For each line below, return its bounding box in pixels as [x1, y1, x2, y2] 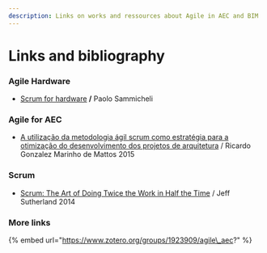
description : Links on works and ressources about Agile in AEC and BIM [8, 11, 259, 20]
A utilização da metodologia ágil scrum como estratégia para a [19, 133, 229, 142]
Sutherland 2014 [19, 196, 75, 206]
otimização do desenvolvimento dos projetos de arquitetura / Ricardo [19, 141, 251, 150]
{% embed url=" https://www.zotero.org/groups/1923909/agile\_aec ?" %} [8, 235, 252, 245]
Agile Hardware [8, 75, 71, 86]
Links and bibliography [8, 46, 166, 65]
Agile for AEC [8, 114, 62, 125]
